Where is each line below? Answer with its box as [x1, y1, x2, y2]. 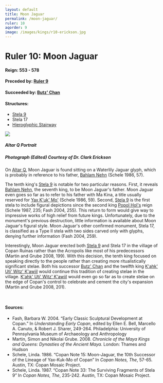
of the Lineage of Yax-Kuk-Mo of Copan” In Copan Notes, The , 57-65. [12, 357, 153, 363]
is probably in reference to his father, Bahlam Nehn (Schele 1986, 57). [5, 172, 145, 178]
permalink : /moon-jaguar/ [5, 16, 57, 21]
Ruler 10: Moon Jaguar [5, 51, 98, 62]
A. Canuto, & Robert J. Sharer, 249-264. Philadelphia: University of [12, 326, 146, 331]
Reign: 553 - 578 [5, 67, 40, 73]
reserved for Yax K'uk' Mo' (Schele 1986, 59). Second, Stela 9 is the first [5, 197, 150, 203]
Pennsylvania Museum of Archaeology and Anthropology [12, 331, 127, 337]
